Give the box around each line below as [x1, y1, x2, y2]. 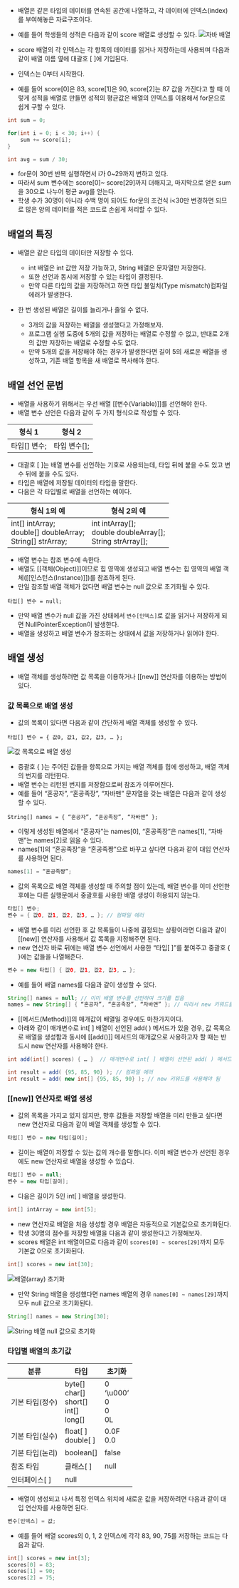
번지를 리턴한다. [25, 771, 70, 780]
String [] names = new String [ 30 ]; [7, 1313, 110, 1320]
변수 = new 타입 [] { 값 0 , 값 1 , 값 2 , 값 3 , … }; [7, 966, 137, 974]
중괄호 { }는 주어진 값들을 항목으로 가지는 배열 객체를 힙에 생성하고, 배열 [17, 763, 217, 771]
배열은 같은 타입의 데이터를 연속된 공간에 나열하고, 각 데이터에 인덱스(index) [17, 6, 228, 14]
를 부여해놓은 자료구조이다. [17, 15, 92, 24]
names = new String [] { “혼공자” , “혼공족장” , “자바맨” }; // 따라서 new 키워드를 [7, 1001, 234, 1008]
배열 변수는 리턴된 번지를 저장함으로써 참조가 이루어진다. [17, 780, 174, 789]
